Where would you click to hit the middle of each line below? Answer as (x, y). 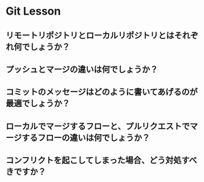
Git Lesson (33, 11)
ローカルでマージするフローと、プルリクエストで (98, 126)
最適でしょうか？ (38, 104)
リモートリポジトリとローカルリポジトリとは (90, 35)
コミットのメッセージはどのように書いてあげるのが (102, 92)
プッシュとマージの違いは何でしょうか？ (82, 69)
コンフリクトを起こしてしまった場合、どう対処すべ (101, 160)
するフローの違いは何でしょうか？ (86, 138)
